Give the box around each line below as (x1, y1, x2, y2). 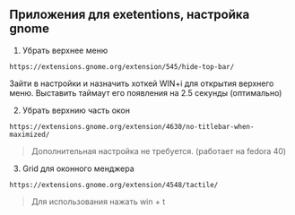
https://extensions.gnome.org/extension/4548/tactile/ (9, 180, 219, 189)
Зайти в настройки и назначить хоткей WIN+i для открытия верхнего (9, 78, 274, 89)
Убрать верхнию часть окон (22, 105, 130, 116)
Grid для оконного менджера (22, 163, 134, 174)
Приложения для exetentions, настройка (9, 7, 250, 22)
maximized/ (9, 130, 50, 139)
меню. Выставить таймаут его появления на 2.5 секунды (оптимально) (9, 87, 282, 98)
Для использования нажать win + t (30, 196, 166, 207)
